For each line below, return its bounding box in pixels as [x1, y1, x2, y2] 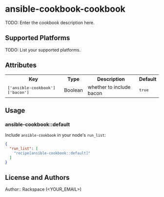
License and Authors [5, 173, 70, 182]
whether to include [87, 83, 131, 90]
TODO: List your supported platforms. [5, 47, 81, 52]
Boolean [64, 87, 83, 94]
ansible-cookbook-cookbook [5, 3, 126, 15]
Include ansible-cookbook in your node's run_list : [5, 132, 106, 138]
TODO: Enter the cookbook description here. [5, 20, 95, 25]
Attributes [5, 61, 37, 70]
